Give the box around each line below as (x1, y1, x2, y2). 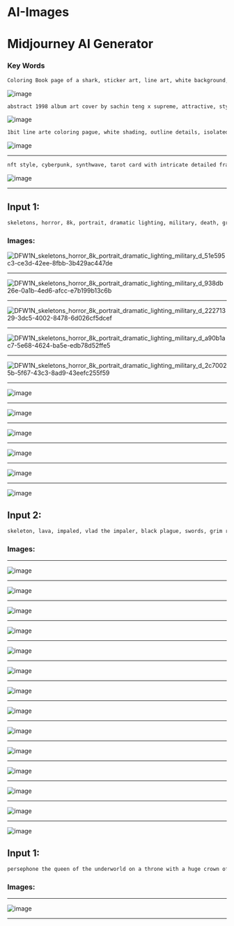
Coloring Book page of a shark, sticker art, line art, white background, (7, 77, 229, 84)
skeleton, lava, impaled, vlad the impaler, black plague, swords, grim (7, 527, 223, 534)
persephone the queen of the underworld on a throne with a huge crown (7, 865, 219, 872)
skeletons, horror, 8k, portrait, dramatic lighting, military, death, (7, 219, 219, 226)
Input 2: (7, 509, 42, 521)
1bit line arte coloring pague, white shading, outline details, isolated (7, 129, 229, 136)
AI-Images (7, 4, 70, 20)
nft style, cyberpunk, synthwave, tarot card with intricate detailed (7, 162, 217, 169)
